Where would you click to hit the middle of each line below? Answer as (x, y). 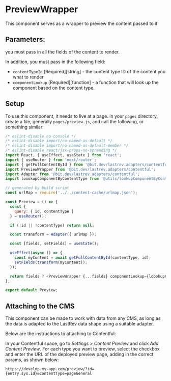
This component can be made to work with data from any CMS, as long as (83, 318)
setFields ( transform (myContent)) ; (51, 262)
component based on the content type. (54, 88)
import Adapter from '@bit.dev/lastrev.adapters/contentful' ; (73, 174)
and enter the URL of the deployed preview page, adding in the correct (79, 355)
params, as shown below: (32, 360)
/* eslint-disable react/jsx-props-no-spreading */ (61, 151)
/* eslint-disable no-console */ (41, 136)
